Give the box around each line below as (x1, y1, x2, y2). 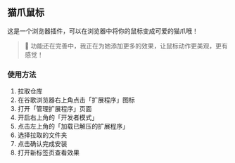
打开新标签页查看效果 (17, 148, 80, 157)
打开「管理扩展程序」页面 (17, 105, 92, 113)
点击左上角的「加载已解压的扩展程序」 (17, 122, 129, 131)
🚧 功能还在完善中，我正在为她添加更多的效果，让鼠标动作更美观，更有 (24, 41, 228, 50)
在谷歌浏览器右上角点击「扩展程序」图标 (17, 96, 135, 104)
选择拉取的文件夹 (17, 131, 68, 139)
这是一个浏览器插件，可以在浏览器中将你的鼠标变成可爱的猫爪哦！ (7, 27, 198, 35)
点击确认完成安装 (17, 140, 68, 148)
